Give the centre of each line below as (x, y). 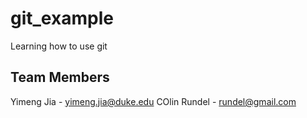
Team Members (60, 77)
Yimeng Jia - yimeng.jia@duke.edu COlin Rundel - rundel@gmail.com (153, 101)
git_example (62, 18)
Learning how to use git (59, 46)
